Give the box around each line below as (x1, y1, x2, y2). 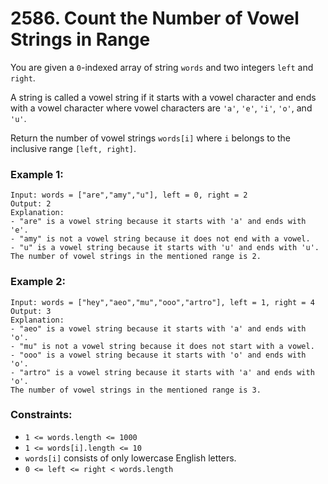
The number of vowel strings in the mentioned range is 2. (10, 252, 262, 262)
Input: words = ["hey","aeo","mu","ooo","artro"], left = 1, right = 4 (10, 297, 315, 307)
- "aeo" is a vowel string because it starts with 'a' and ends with (10, 323, 307, 334)
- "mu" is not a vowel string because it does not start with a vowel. (10, 341, 315, 351)
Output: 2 (10, 199, 52, 209)
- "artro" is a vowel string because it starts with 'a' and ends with (10, 367, 315, 377)
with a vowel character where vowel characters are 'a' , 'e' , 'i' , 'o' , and (10, 102, 313, 114)
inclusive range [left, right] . (10, 142, 137, 154)
